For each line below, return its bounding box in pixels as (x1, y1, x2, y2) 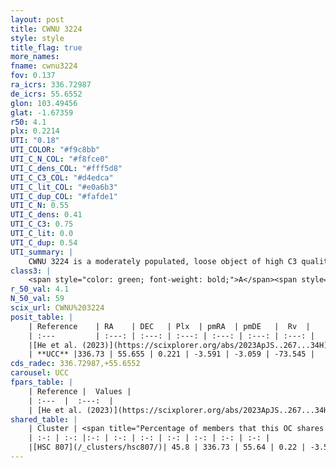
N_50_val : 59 (10, 294, 65, 304)
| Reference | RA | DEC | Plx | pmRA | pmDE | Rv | (28, 321, 311, 331)
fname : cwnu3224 (10, 61, 78, 71)
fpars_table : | (10, 377, 74, 387)
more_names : (10, 52, 60, 62)
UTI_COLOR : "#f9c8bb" (10, 145, 101, 155)
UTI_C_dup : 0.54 (10, 237, 78, 248)
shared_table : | (10, 414, 78, 425)
